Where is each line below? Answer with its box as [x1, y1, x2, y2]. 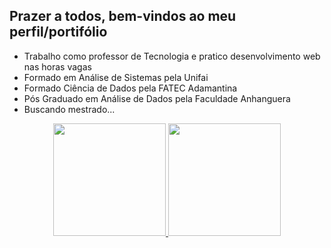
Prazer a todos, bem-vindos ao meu [9, 8, 237, 25]
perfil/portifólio [9, 24, 108, 41]
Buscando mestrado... [23, 103, 116, 115]
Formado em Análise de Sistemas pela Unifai [23, 71, 209, 83]
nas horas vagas [23, 60, 92, 73]
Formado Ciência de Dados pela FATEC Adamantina [23, 82, 238, 94]
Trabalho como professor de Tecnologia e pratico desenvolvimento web [23, 50, 321, 62]
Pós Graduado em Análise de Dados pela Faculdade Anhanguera [23, 92, 291, 104]
